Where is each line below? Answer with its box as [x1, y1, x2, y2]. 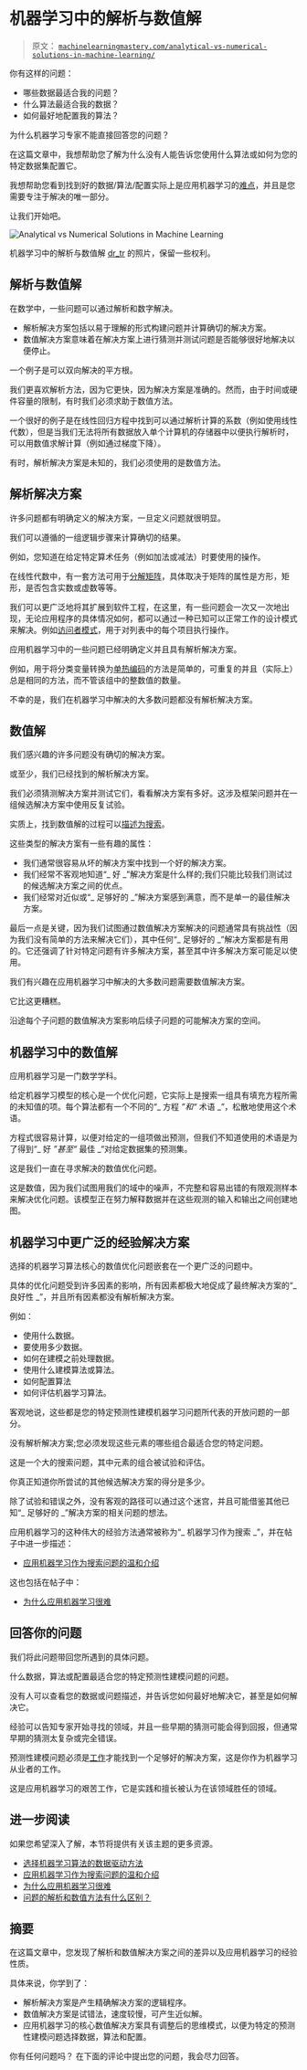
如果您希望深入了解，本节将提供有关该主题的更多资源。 [9, 1838, 217, 1849]
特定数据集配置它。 [9, 160, 82, 171]
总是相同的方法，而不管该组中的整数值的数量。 [9, 674, 185, 685]
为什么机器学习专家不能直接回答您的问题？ [9, 129, 170, 140]
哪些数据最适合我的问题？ [22, 87, 120, 98]
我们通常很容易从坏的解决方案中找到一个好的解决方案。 [22, 858, 231, 869]
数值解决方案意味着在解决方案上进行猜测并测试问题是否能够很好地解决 [22, 333, 288, 344]
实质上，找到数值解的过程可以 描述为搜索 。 [9, 818, 170, 829]
